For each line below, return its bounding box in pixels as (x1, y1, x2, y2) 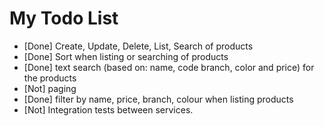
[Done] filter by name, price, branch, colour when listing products (23, 93, 294, 105)
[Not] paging (23, 82, 77, 94)
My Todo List (9, 7, 119, 30)
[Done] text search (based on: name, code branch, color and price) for (23, 61, 315, 73)
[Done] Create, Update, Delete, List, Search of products (23, 40, 254, 52)
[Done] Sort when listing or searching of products (23, 50, 229, 62)
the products (23, 72, 77, 84)
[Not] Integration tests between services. (23, 103, 194, 116)
